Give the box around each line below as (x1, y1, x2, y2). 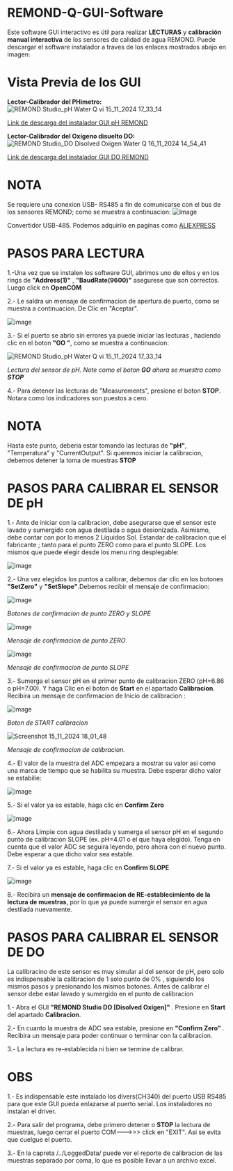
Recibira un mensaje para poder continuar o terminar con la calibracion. (7, 1031, 213, 1039)
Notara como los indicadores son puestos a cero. (7, 393, 148, 402)
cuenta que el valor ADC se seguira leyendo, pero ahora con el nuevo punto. (7, 842, 226, 851)
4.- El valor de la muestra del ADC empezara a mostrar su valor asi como (7, 759, 216, 767)
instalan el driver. (7, 1107, 57, 1115)
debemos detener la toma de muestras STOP (7, 456, 137, 464)
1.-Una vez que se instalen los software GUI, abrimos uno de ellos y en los (7, 268, 220, 276)
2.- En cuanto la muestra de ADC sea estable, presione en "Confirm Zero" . (7, 1023, 225, 1032)
